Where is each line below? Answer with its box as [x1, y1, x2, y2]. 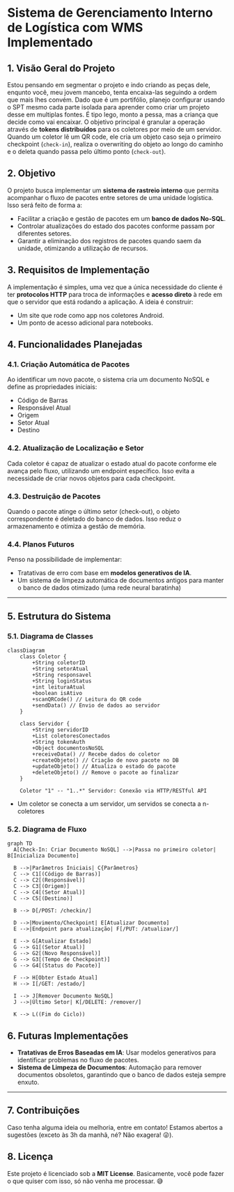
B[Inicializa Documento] [7, 853, 79, 859]
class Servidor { [19, 720, 70, 727]
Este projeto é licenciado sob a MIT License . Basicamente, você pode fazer [7, 1169, 224, 1177]
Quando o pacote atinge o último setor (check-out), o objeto [7, 507, 180, 515]
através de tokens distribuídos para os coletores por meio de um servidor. [7, 125, 222, 133]
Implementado [7, 35, 93, 50]
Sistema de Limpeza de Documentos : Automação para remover [17, 1063, 202, 1071]
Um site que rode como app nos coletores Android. [17, 311, 164, 319]
